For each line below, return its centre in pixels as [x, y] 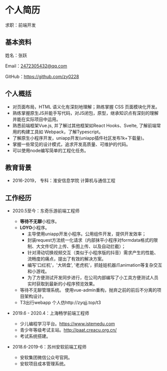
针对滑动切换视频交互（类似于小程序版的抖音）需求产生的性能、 [93, 253]
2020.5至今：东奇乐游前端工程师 [46, 211]
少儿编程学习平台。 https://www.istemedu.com [67, 324]
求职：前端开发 [20, 25]
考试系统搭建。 [35, 336]
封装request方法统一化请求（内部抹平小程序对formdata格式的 [90, 240]
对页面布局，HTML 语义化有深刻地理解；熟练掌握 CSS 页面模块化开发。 [86, 107]
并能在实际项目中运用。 [36, 119]
